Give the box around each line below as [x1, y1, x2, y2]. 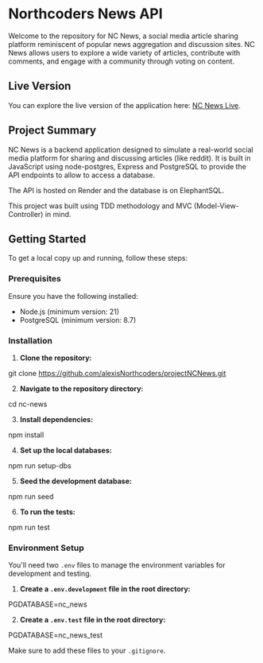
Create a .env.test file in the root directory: [19, 615, 166, 625]
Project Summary [8, 124, 97, 138]
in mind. [44, 209, 72, 219]
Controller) [8, 209, 44, 219]
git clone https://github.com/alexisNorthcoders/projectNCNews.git [8, 368, 226, 378]
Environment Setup [8, 542, 85, 553]
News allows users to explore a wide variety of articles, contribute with [8, 48, 241, 57]
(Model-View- [193, 200, 240, 211]
